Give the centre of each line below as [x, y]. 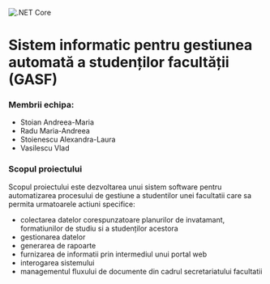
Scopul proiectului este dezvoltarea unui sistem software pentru [115, 187]
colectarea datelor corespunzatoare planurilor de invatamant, [122, 219]
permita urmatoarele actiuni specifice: [72, 204]
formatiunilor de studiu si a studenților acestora [99, 228]
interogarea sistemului [57, 262]
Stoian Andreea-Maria [57, 122]
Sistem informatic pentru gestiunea [131, 45]
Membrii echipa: [41, 105]
